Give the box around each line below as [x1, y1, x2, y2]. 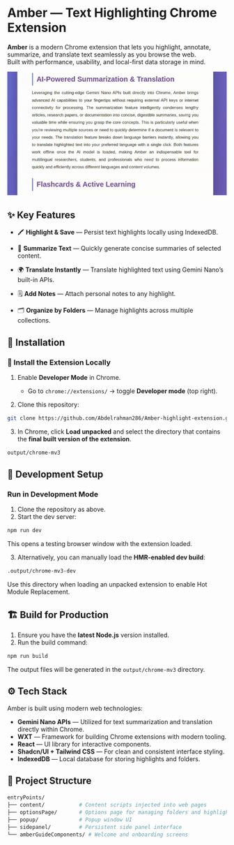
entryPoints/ [7, 794, 45, 801]
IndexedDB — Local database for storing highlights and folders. [17, 754, 201, 763]
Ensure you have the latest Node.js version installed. [17, 631, 169, 639]
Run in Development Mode [7, 490, 99, 499]
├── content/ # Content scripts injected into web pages [7, 802, 208, 809]
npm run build [7, 652, 49, 659]
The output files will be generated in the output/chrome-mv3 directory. [7, 665, 205, 673]
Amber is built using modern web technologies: [7, 704, 143, 712]
